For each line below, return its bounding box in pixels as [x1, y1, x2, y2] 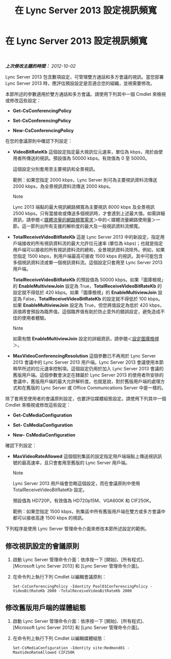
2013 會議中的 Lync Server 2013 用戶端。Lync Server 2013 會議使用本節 [12, 359, 164, 365]
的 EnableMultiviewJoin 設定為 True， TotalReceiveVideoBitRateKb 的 [12, 283, 162, 289]
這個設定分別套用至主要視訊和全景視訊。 [12, 166, 98, 172]
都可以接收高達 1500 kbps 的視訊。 [12, 515, 87, 521]
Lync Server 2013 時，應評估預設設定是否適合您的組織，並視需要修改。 [5, 80, 155, 86]
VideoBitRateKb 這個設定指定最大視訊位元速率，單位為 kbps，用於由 [12, 148, 159, 155]
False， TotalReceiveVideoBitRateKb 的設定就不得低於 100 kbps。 [22, 295, 163, 301]
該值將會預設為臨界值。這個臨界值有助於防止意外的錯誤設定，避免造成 [12, 308, 161, 314]
